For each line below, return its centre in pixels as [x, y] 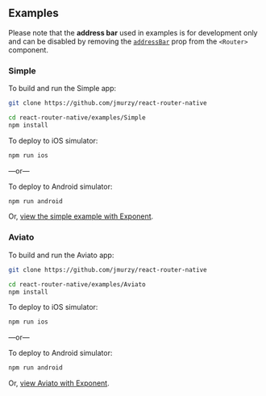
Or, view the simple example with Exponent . [81, 216]
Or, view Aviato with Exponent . [59, 383]
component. [28, 50]
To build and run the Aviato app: [61, 255]
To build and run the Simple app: [62, 89]
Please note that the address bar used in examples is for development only [133, 32]
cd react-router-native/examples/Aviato [77, 284]
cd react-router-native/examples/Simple [77, 117]
